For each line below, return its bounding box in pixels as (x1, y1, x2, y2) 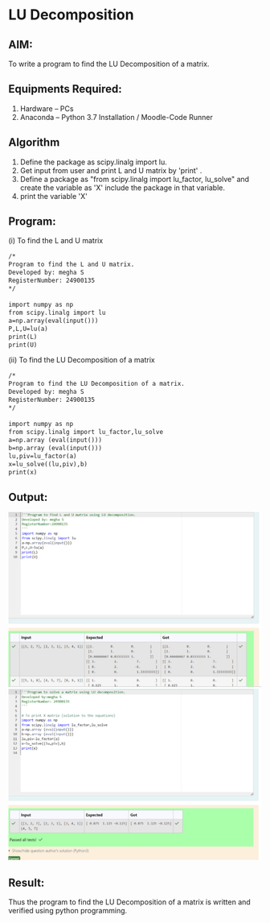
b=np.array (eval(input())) (8, 445, 103, 453)
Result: (8, 875, 45, 889)
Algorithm (8, 135, 60, 150)
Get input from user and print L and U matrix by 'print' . (19, 165, 202, 175)
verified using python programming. (8, 906, 128, 916)
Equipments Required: (8, 82, 122, 96)
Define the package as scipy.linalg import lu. (19, 157, 167, 167)
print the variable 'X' (19, 191, 88, 201)
